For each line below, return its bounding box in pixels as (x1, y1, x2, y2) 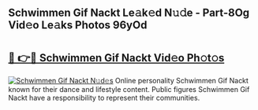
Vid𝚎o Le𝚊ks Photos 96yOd (8, 19, 148, 32)
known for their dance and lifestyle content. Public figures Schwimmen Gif (8, 85, 250, 93)
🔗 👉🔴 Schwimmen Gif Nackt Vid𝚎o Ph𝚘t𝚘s (8, 51, 225, 64)
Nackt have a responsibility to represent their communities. (8, 93, 200, 102)
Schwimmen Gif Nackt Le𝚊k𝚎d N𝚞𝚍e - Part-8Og (8, 6, 250, 20)
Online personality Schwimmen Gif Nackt (114, 76, 249, 85)
